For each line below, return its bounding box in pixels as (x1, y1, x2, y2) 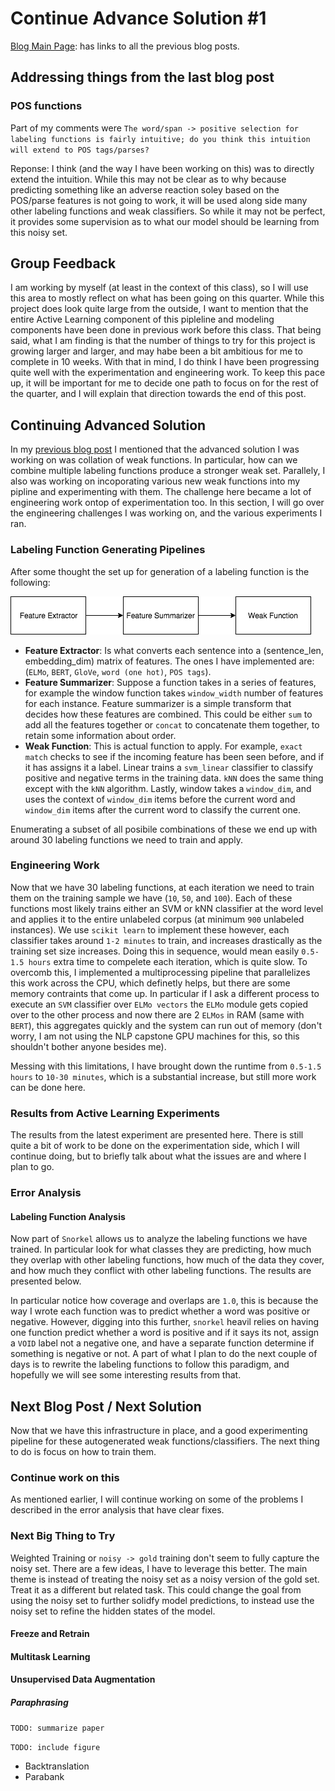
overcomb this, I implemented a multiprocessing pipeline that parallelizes (10, 966, 311, 978)
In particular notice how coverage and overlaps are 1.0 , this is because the (10, 1295, 319, 1307)
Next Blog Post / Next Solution (10, 1398, 202, 1415)
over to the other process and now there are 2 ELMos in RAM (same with (10, 1008, 305, 1021)
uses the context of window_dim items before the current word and (24, 793, 296, 805)
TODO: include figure (10, 1743, 101, 1753)
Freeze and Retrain (10, 1628, 90, 1640)
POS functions (10, 99, 83, 113)
